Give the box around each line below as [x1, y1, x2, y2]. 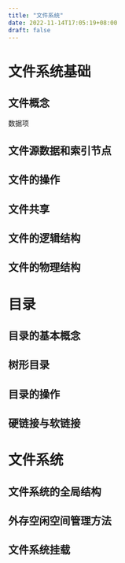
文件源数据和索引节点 [8, 143, 112, 157]
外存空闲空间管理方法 [8, 514, 112, 528]
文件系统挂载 [8, 543, 71, 557]
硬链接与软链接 [8, 417, 81, 430]
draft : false [8, 26, 51, 34]
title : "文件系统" [8, 11, 64, 20]
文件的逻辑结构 [8, 231, 81, 245]
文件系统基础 [8, 62, 92, 80]
